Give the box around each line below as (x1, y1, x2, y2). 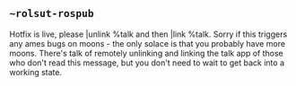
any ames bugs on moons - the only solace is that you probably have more (9, 38, 285, 48)
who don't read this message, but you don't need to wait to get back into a (9, 57, 285, 68)
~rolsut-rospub (9, 7, 94, 21)
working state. (9, 66, 63, 77)
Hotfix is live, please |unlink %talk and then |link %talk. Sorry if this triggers (9, 29, 288, 39)
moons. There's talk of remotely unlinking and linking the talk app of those (9, 47, 284, 58)
